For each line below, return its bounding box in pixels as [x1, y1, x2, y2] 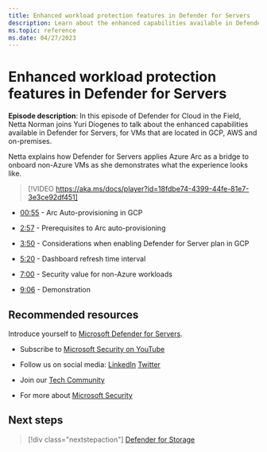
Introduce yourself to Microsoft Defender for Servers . [8, 329, 183, 338]
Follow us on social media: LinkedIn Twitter [19, 360, 161, 369]
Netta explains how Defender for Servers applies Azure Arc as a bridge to [8, 152, 249, 161]
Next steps [8, 414, 64, 427]
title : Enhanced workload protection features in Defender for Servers [8, 11, 250, 20]
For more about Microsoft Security [19, 391, 133, 400]
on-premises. [8, 137, 52, 146]
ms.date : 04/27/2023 [8, 33, 77, 42]
